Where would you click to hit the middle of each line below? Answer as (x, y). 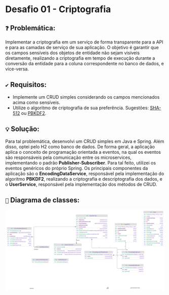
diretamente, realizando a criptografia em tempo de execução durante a (80, 58)
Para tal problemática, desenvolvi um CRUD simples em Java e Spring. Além (85, 141)
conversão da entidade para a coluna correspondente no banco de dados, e (85, 64)
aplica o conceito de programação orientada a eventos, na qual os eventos (83, 152)
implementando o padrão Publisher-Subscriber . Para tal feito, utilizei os (80, 162)
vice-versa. (17, 69)
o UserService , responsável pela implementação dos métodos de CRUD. (81, 184)
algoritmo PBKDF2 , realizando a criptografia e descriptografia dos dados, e (84, 179)
